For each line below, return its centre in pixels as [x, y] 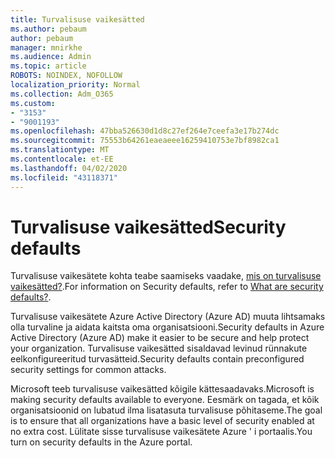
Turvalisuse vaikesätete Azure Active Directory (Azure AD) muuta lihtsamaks [168, 317]
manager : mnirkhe [46, 47]
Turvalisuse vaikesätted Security [148, 227]
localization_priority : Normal [75, 85]
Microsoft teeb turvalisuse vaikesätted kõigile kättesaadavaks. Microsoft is [162, 389]
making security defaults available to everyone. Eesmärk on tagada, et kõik [165, 400]
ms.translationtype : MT [60, 150]
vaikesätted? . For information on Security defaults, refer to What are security [167, 287]
